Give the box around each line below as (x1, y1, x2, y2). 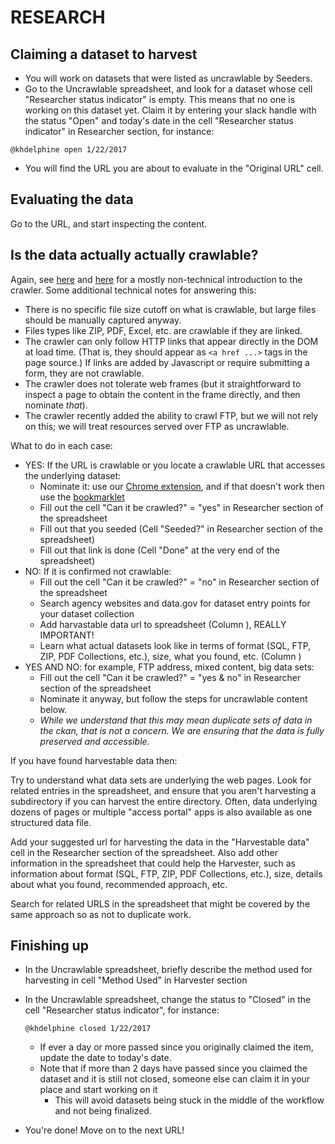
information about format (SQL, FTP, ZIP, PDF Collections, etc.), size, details (10, 867, 323, 880)
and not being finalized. (54, 1105, 152, 1117)
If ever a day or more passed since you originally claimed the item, (39, 1041, 314, 1053)
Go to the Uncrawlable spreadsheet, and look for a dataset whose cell (24, 83, 313, 95)
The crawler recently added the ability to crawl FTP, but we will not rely (24, 409, 319, 421)
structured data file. (10, 816, 92, 828)
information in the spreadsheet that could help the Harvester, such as (10, 857, 296, 869)
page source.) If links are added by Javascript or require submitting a (24, 356, 310, 368)
